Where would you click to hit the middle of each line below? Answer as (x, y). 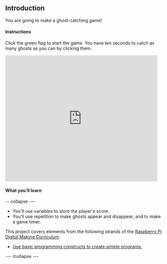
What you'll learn (23, 190)
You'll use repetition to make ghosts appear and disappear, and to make (87, 217)
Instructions (18, 32)
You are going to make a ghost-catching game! (54, 20)
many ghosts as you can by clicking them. (49, 48)
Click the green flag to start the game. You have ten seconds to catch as (80, 43)
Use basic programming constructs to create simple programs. (77, 247)
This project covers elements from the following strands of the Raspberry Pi (83, 232)
